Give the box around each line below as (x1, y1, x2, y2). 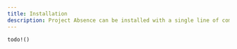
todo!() (7, 36, 30, 43)
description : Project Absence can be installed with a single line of (7, 17, 219, 24)
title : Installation (7, 10, 68, 17)
